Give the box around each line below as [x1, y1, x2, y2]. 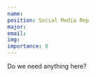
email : [7, 29, 27, 37]
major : [7, 23, 27, 30]
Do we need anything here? [7, 62, 87, 70]
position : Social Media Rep [7, 17, 90, 24]
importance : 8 [7, 43, 49, 50]
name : [7, 10, 23, 17]
